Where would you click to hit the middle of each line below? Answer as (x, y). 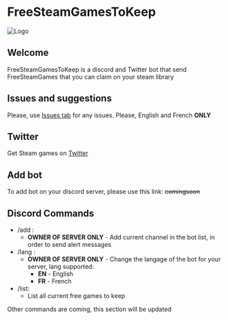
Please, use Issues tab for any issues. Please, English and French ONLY (109, 115)
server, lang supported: (61, 267)
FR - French (55, 281)
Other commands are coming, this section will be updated (89, 309)
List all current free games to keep (76, 296)
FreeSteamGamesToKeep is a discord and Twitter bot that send (97, 69)
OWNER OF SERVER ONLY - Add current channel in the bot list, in (121, 237)
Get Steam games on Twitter (48, 153)
